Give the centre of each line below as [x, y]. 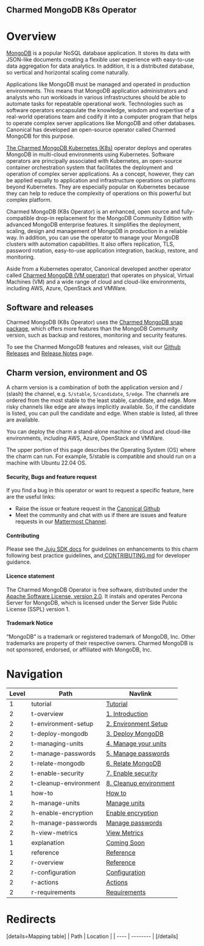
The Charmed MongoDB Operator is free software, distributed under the [97, 589]
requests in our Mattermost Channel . [61, 521]
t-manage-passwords [64, 753]
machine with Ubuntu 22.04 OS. [47, 462]
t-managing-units [58, 744]
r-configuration [54, 872]
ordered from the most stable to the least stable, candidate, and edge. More [101, 400]
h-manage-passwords [64, 823]
